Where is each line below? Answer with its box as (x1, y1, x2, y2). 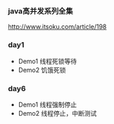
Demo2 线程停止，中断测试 (18, 109, 97, 117)
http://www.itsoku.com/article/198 (8, 22, 107, 31)
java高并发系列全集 (8, 6, 73, 15)
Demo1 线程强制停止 (18, 100, 77, 109)
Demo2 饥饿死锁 (18, 65, 66, 74)
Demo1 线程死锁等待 (18, 57, 77, 65)
